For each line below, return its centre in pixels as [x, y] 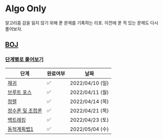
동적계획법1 [20, 129]
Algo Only [26, 9]
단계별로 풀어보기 [24, 59]
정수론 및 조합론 [25, 111]
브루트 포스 [20, 92]
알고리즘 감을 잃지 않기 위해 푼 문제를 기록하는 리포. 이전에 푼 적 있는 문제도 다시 [82, 23]
